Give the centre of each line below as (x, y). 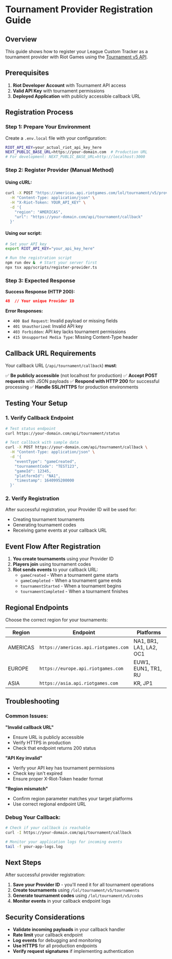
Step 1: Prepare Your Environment (48, 127)
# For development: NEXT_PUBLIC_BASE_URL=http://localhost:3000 (75, 157)
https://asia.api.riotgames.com (79, 683)
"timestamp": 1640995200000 (44, 481)
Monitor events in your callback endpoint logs (62, 901)
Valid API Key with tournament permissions (59, 91)
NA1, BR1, (146, 641)
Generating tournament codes (45, 525)
